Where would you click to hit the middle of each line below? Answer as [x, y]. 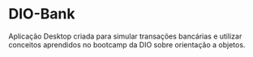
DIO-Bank [42, 14]
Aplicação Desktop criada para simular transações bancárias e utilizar [125, 36]
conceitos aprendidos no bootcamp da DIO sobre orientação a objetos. [127, 44]
